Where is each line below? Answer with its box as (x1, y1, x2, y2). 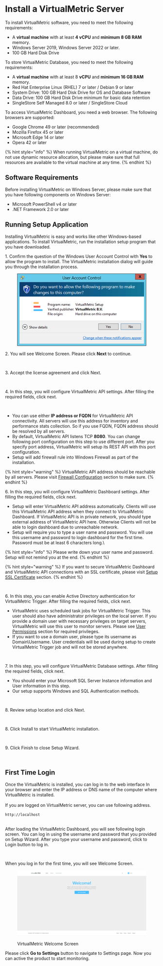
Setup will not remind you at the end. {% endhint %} (5, 554, 109, 560)
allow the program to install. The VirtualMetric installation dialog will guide (5, 258, 153, 264)
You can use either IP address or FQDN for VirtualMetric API (12, 413, 133, 419)
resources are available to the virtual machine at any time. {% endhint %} (5, 159, 152, 165)
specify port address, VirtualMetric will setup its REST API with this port (12, 444, 156, 450)
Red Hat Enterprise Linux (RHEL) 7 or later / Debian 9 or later (12, 84, 134, 90)
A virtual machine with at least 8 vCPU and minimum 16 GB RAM (12, 74, 144, 80)
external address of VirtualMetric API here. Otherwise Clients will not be (12, 519, 157, 525)
